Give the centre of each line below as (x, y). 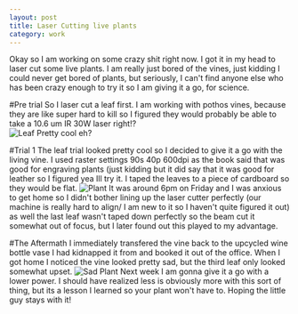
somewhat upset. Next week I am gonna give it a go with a (139, 271)
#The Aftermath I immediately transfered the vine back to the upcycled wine (149, 243)
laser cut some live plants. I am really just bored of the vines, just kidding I (145, 68)
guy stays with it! (40, 300)
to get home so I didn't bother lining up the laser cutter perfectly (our (135, 197)
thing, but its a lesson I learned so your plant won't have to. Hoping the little (148, 291)
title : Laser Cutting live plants (73, 26)
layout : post (33, 17)
